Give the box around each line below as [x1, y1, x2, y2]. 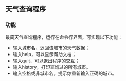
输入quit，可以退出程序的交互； [12, 58, 80, 64]
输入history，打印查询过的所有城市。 [12, 64, 91, 70]
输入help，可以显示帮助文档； [12, 51, 77, 57]
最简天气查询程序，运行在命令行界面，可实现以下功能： [5, 34, 122, 40]
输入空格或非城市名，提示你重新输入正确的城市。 [12, 70, 117, 76]
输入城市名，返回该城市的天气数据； [12, 45, 90, 51]
